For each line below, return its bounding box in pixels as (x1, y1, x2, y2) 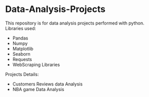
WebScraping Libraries (12, 61, 60, 67)
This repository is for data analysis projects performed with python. (5, 20, 144, 26)
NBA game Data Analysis (12, 86, 64, 92)
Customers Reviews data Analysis (12, 81, 83, 87)
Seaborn (12, 51, 31, 57)
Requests (12, 56, 32, 62)
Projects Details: (5, 71, 39, 77)
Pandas (12, 35, 29, 41)
